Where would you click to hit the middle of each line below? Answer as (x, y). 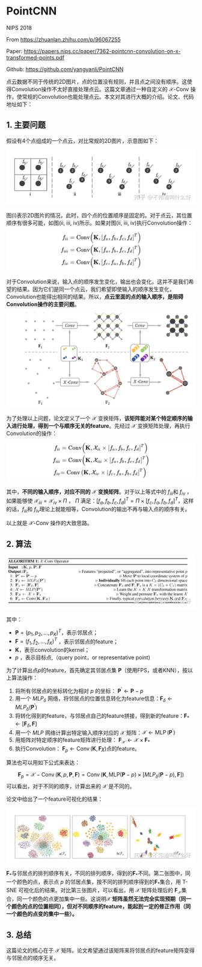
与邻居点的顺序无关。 (32, 958)
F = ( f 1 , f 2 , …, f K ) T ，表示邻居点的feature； (66, 642)
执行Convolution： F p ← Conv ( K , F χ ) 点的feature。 (77, 750)
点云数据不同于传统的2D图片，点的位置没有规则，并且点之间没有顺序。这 (97, 81)
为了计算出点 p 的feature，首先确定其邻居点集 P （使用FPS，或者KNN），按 (97, 671)
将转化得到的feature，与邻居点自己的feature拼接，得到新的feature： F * (102, 716)
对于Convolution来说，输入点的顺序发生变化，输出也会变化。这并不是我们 (97, 281)
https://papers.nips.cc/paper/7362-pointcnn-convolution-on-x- (102, 51)
